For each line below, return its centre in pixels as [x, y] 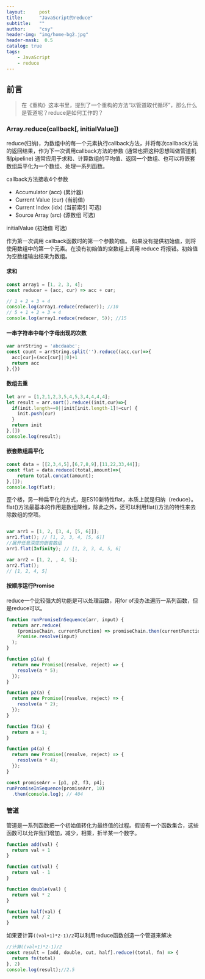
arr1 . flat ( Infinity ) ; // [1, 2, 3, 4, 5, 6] [64, 549]
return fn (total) [34, 958]
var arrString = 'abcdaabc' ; [43, 346]
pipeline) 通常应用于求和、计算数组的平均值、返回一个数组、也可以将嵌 [101, 158]
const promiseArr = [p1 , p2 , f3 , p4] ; [56, 782]
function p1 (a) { [28, 659]
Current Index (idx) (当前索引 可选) [58, 207]
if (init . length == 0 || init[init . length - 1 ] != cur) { [75, 408]
